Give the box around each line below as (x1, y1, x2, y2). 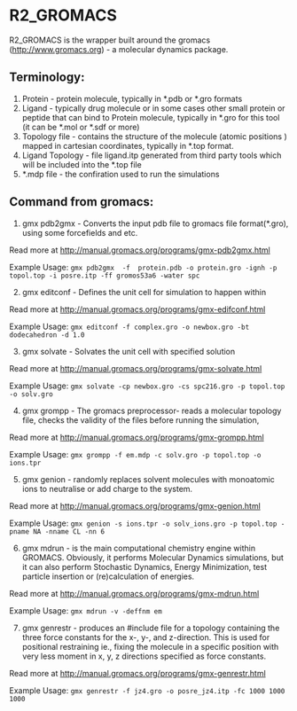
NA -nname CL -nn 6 (32, 527, 105, 536)
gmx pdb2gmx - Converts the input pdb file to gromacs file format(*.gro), (21, 218, 289, 229)
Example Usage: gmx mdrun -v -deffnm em (9, 605, 162, 616)
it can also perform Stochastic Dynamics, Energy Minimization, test (21, 561, 268, 572)
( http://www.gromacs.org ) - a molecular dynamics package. (9, 43, 229, 54)
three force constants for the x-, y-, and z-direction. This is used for (21, 631, 270, 643)
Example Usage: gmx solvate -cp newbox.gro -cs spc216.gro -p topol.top (9, 380, 285, 391)
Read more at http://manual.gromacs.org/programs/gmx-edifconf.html (9, 303, 266, 315)
